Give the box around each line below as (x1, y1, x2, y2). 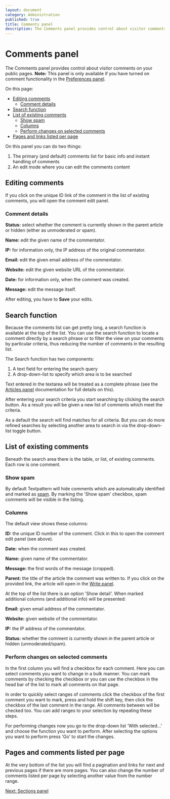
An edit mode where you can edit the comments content (12, 164, 130, 170)
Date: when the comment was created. (5, 546, 87, 552)
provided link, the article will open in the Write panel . (5, 581, 115, 587)
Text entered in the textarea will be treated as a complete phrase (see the (5, 381, 158, 387)
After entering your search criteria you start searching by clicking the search (5, 396, 164, 402)
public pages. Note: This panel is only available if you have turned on (5, 71, 150, 77)
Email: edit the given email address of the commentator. (5, 257, 122, 263)
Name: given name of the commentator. (5, 555, 89, 562)
